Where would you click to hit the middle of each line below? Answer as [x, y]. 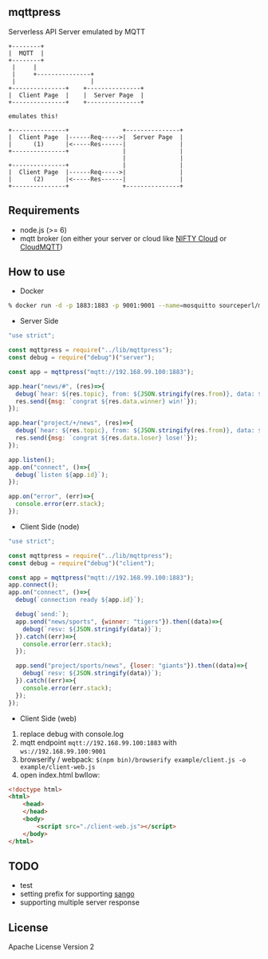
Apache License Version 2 [51, 947]
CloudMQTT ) [41, 247]
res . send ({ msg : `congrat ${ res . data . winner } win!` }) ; [106, 401]
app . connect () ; [33, 585]
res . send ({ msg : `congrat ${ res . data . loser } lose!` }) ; [106, 438]
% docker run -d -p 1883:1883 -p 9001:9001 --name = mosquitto [112, 306]
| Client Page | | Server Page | [77, 95]
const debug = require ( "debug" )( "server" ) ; [82, 358]
